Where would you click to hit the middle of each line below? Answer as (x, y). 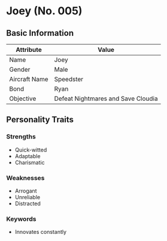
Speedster (69, 79)
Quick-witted (31, 150)
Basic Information (40, 33)
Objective (23, 98)
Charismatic (30, 162)
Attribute (29, 50)
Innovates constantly (41, 232)
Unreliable (28, 197)
